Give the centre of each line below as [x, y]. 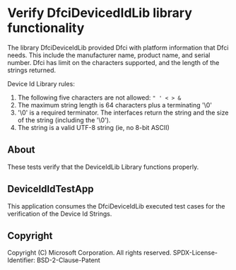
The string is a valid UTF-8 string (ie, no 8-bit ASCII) [93, 127]
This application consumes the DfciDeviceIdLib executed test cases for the [116, 206]
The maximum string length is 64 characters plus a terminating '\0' [115, 105]
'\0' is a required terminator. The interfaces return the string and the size [123, 112]
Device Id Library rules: [41, 83]
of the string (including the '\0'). [64, 120]
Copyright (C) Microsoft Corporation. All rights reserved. [89, 253]
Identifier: [21, 260]
